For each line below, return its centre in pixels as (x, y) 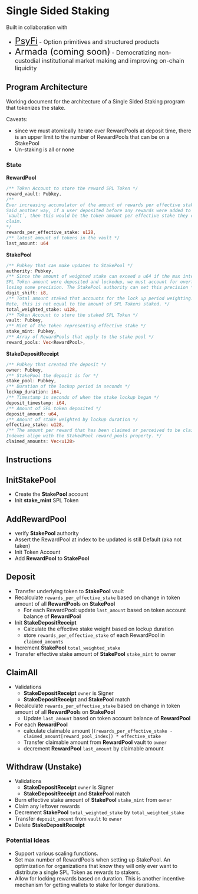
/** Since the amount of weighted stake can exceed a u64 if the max (93, 277)
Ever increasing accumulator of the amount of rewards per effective (93, 205)
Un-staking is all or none (44, 149)
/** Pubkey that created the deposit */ (57, 365)
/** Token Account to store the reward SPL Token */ (72, 188)
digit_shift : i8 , (27, 293)
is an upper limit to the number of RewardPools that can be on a (92, 136)
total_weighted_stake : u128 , (42, 309)
